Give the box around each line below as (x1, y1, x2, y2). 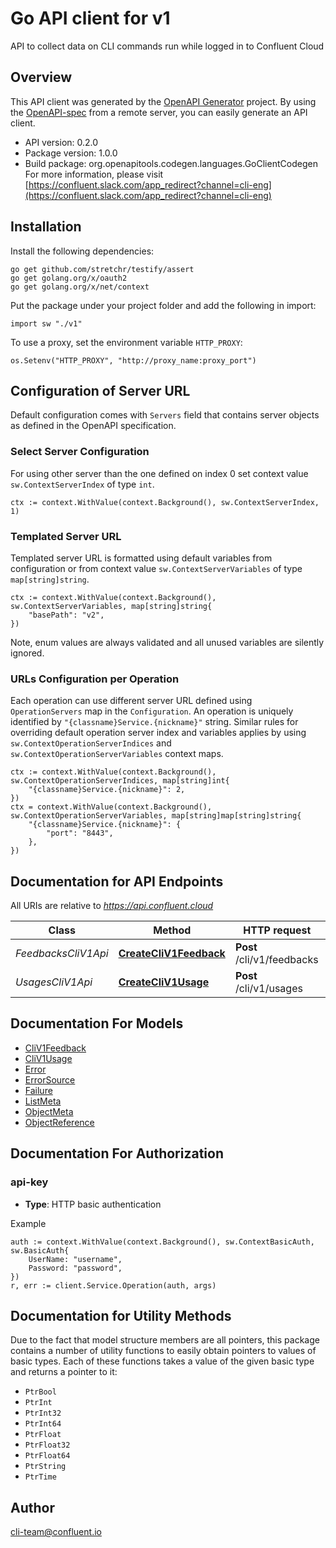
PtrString (24, 1462, 67, 1472)
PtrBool (24, 1387, 57, 1397)
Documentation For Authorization (10, 1145, 224, 1162)
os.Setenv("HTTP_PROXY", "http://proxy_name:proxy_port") (10, 355, 257, 366)
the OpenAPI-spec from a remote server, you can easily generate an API (10, 106, 308, 118)
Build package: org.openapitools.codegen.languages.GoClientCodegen (24, 157, 318, 169)
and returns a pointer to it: (10, 1366, 118, 1378)
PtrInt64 (24, 1419, 62, 1429)
